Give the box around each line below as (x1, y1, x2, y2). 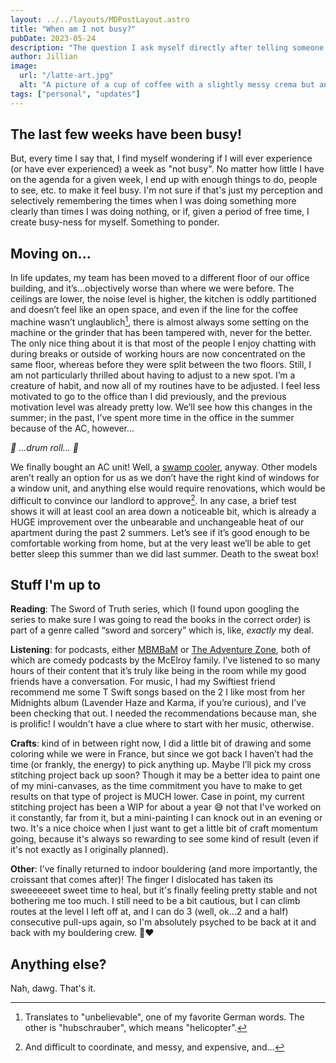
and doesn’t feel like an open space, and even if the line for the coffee (10, 304, 299, 316)
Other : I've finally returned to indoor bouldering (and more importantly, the (10, 863, 318, 875)
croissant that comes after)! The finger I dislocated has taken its (10, 874, 274, 886)
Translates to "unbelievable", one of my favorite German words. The (24, 1011, 305, 1023)
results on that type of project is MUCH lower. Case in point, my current (10, 791, 305, 803)
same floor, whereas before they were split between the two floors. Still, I (10, 358, 312, 370)
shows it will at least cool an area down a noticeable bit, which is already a (10, 505, 317, 517)
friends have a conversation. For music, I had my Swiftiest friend (10, 676, 276, 688)
